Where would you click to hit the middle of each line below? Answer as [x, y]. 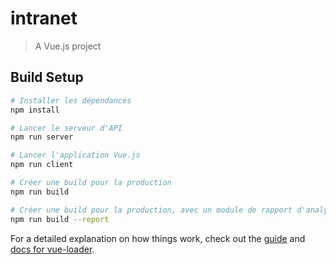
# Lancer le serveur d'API [66, 128]
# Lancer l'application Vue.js [75, 155]
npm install [35, 110]
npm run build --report [60, 219]
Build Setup [47, 77]
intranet [44, 18]
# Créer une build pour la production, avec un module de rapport [151, 210]
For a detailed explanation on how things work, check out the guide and [158, 238]
